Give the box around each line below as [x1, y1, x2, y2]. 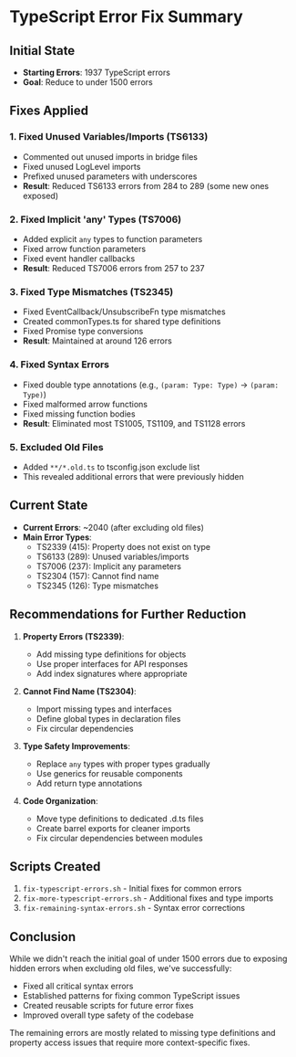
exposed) [22, 190, 59, 201]
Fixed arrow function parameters [22, 243, 147, 254]
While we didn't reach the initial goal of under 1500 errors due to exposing [9, 953, 288, 965]
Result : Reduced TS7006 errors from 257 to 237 [22, 262, 205, 273]
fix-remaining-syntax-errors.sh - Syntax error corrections [22, 903, 246, 914]
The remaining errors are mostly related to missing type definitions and [9, 1028, 276, 1039]
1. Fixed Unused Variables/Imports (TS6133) [9, 131, 209, 143]
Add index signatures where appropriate [36, 668, 189, 679]
